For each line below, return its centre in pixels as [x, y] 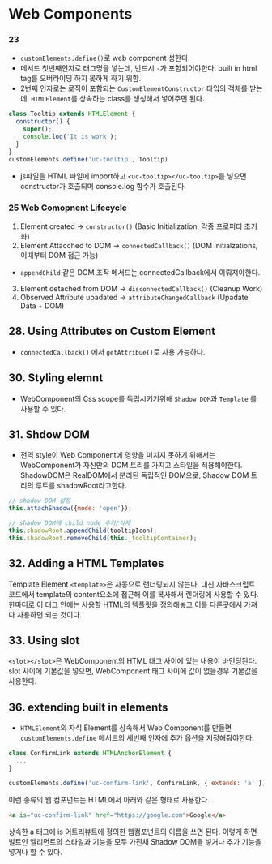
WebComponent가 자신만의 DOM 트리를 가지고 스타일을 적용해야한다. [131, 465]
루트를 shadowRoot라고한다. [81, 486]
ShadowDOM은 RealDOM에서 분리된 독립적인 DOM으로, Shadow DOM [134, 475]
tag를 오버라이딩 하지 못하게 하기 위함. [81, 79]
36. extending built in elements [88, 707]
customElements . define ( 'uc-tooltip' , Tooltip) [88, 159]
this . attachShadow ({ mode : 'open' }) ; [70, 509]
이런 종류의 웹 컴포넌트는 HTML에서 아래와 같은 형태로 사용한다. [109, 799]
